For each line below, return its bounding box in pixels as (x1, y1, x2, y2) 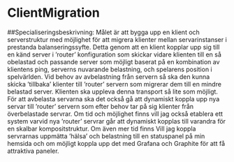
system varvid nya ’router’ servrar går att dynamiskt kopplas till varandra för (7, 117, 226, 125)
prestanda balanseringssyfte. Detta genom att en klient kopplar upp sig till (7, 43, 220, 51)
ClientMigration (7, 5, 100, 21)
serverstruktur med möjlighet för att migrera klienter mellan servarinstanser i (7, 35, 227, 43)
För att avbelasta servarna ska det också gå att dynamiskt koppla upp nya (7, 94, 220, 103)
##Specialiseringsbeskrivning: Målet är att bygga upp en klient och (7, 28, 200, 36)
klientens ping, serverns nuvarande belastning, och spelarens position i (7, 65, 213, 73)
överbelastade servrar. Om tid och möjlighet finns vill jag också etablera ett (7, 110, 224, 118)
